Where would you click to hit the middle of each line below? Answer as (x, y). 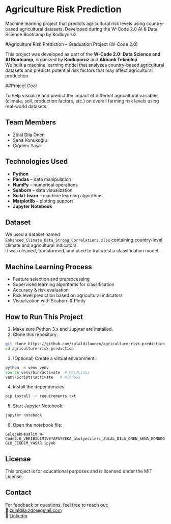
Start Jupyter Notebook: (38, 406)
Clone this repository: (35, 334)
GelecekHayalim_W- (25, 434)
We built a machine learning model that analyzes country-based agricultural (85, 65)
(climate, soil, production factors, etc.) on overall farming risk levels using (82, 101)
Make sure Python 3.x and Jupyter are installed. (63, 329)
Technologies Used (36, 162)
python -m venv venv (27, 368)
